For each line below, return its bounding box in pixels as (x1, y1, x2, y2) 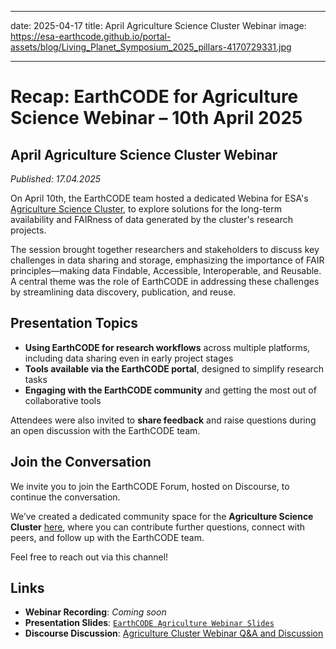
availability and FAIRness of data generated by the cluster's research (10, 214, 293, 225)
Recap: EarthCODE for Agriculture (10, 86, 299, 108)
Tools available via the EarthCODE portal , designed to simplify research (24, 362, 324, 375)
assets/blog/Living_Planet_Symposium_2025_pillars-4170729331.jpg (10, 41, 292, 53)
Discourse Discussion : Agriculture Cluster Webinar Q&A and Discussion (24, 627, 324, 640)
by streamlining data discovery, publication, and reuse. (10, 286, 237, 298)
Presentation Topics (10, 315, 139, 332)
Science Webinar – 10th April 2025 (10, 107, 303, 130)
